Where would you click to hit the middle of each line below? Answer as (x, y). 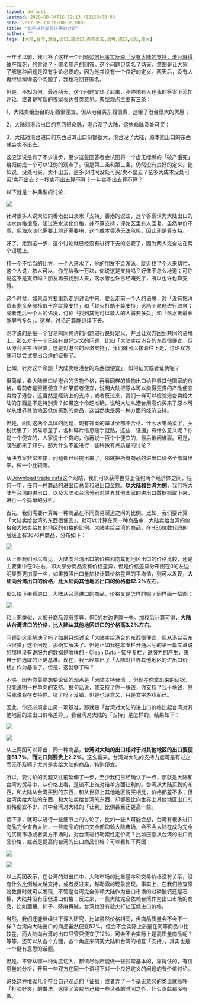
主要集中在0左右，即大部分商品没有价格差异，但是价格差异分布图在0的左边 (98, 566)
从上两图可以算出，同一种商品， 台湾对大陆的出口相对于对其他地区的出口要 (97, 750)
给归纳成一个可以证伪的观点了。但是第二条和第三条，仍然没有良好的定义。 (97, 165)
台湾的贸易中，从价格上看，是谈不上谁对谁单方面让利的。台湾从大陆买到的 (97, 784)
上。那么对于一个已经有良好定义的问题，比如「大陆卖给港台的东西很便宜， (97, 340)
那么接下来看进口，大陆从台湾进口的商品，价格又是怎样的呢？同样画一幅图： (99, 594)
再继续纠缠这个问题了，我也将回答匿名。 (55, 79)
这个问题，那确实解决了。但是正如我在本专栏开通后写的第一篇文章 (107, 645)
